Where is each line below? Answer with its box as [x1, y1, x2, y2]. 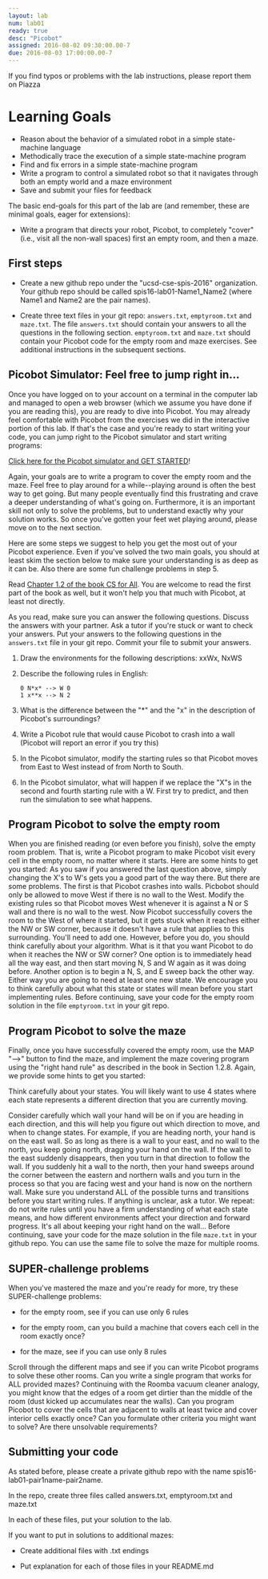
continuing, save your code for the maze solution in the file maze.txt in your [8, 1230, 258, 1240]
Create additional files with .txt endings [19, 1545, 150, 1555]
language [50, 142, 82, 152]
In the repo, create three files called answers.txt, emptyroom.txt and [8, 1490, 234, 1500]
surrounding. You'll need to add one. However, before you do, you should [8, 932, 250, 943]
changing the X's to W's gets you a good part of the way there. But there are [8, 873, 261, 883]
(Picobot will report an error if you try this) [19, 737, 159, 747]
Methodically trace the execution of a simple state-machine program [19, 151, 246, 160]
